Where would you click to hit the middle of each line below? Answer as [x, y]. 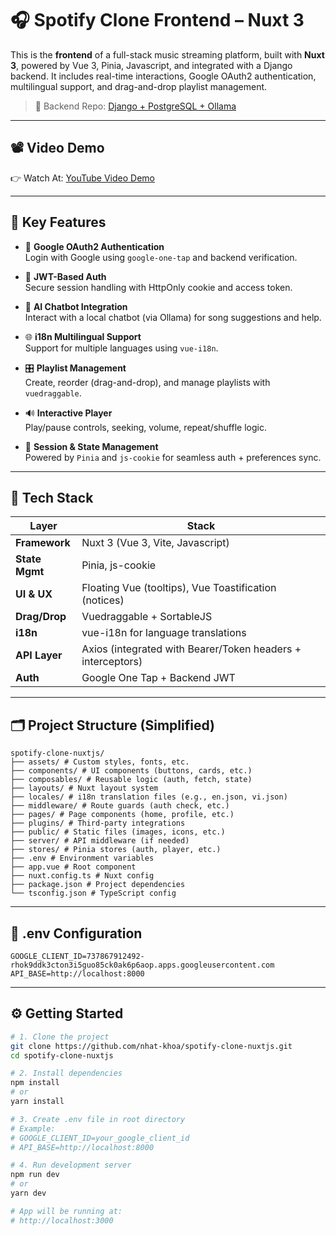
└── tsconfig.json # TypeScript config [93, 893]
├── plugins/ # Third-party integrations [98, 823]
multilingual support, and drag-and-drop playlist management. [139, 86]
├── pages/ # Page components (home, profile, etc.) [122, 815]
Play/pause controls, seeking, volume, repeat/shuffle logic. [145, 427]
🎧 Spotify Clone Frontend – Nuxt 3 [157, 20]
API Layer [39, 655]
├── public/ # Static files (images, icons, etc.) [118, 832]
